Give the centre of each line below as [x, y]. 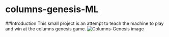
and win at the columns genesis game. [46, 28]
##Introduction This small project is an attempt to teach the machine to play [84, 23]
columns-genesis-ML [52, 9]
